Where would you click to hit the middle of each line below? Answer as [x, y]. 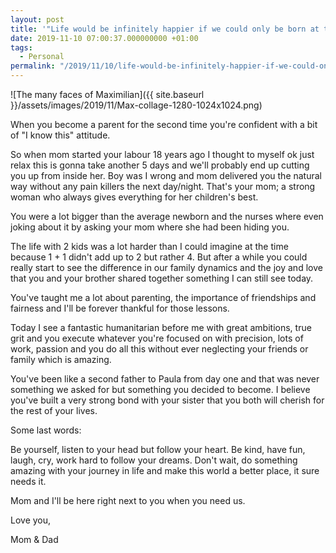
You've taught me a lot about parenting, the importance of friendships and [163, 297]
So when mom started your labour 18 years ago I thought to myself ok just [162, 154]
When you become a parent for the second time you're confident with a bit [164, 124]
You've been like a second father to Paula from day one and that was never [165, 379]
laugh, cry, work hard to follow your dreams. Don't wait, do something [154, 460]
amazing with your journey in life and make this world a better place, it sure [165, 470]
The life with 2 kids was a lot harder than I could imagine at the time [149, 246]
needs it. [28, 481]
